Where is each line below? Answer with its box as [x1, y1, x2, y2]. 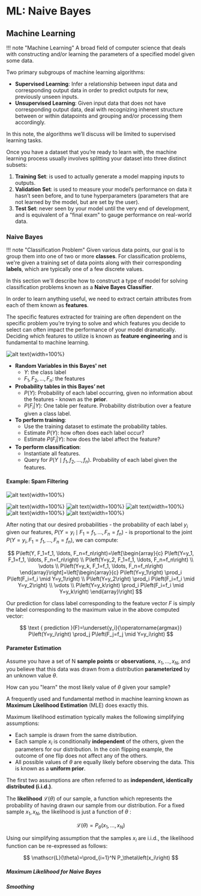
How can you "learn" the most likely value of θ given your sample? [6, 683, 171, 691]
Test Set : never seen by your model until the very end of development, [14, 205, 190, 212]
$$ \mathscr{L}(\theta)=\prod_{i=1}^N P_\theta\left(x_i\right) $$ [23, 854, 179, 862]
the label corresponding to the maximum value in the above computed [6, 606, 180, 614]
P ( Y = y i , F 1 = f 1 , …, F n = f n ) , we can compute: [6, 537, 119, 546]
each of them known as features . [6, 302, 89, 309]
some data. [6, 57, 34, 64]
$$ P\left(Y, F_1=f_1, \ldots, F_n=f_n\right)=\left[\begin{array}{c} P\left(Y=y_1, [7, 550, 194, 557]
